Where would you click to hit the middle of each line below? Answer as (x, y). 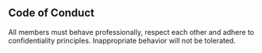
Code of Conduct (52, 13)
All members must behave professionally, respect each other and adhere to (131, 32)
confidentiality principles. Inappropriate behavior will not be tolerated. (122, 40)
